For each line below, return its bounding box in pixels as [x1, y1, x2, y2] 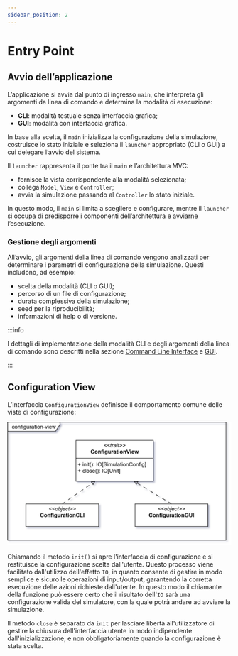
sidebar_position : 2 [7, 11, 69, 18]
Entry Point [7, 43, 75, 59]
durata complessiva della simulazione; [17, 297, 130, 305]
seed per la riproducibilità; [17, 304, 94, 312]
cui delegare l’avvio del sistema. [7, 148, 101, 156]
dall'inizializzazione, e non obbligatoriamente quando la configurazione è [7, 634, 222, 643]
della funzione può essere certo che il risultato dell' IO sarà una [7, 590, 190, 599]
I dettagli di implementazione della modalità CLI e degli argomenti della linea [7, 339, 230, 348]
